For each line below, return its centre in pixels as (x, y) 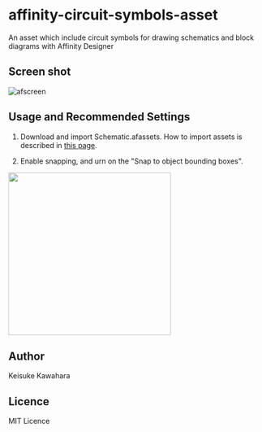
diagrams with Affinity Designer (61, 46)
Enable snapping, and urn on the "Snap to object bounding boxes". (131, 161)
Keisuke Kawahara (39, 376)
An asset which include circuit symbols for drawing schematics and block (131, 37)
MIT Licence (29, 421)
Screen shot (40, 72)
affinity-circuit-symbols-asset (113, 15)
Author (26, 356)
